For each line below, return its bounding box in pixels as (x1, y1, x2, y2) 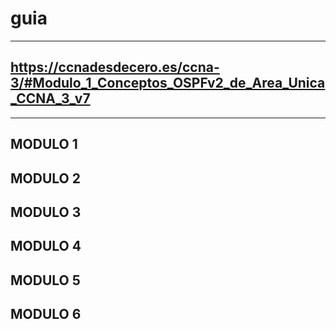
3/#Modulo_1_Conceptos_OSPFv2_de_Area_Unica (10, 75, 326, 92)
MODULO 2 (10, 170, 81, 187)
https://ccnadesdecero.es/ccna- (10, 59, 220, 76)
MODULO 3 (10, 203, 82, 221)
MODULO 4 (10, 238, 82, 255)
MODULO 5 (10, 272, 81, 289)
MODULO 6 (10, 306, 82, 323)
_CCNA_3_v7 (10, 90, 91, 107)
